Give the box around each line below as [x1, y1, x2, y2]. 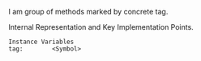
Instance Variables [8, 38, 75, 46]
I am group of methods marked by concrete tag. [8, 7, 169, 16]
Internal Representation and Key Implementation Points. [8, 22, 195, 31]
